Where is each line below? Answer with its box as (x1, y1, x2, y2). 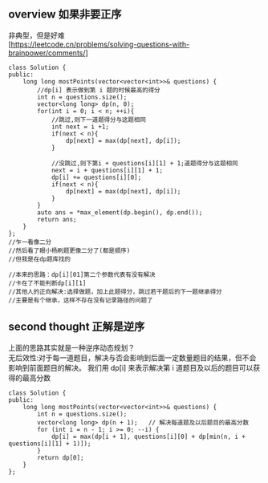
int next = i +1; (51, 123, 110, 131)
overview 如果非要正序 (8, 7, 122, 22)
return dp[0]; (37, 453, 84, 461)
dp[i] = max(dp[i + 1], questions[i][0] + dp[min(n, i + (51, 432, 246, 440)
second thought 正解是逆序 (8, 320, 145, 334)
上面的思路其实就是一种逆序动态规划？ (8, 343, 135, 352)
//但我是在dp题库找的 (8, 255, 71, 263)
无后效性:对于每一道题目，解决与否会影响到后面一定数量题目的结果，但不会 (8, 352, 257, 363)
